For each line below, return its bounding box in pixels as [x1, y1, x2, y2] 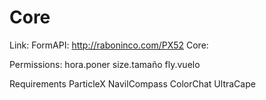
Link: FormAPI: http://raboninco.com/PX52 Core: [9, 39, 209, 51]
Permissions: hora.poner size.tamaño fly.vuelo [9, 58, 201, 70]
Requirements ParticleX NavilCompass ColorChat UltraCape [9, 77, 256, 90]
